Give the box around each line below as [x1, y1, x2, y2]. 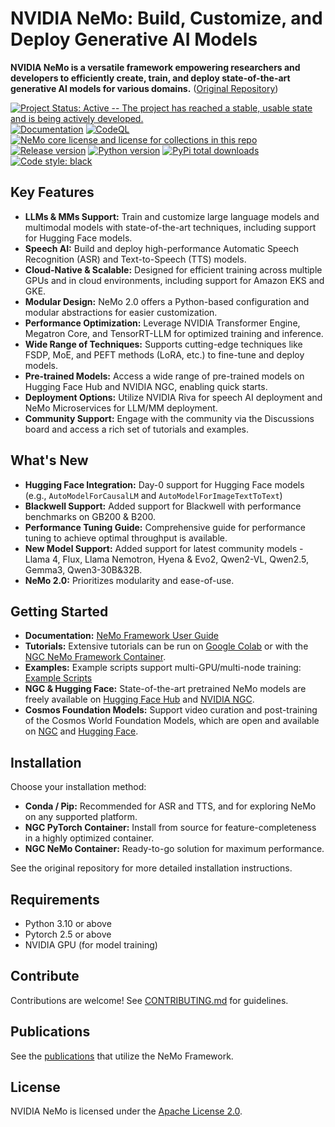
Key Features [10, 184, 95, 201]
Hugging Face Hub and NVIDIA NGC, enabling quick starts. [24, 380, 268, 392]
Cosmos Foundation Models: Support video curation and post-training [24, 704, 318, 716]
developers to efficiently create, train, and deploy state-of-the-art [10, 72, 291, 84]
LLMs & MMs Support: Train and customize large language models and [24, 210, 320, 222]
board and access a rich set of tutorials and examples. [24, 423, 249, 435]
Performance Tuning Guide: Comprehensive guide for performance [24, 521, 307, 533]
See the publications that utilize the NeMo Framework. [10, 1050, 234, 1062]
